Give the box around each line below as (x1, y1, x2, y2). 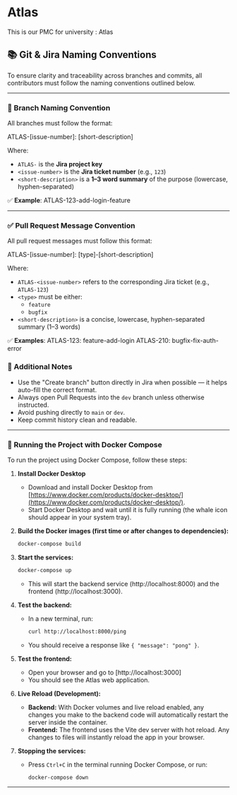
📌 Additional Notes (7, 362, 73, 372)
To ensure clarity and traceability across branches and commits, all (7, 71, 202, 80)
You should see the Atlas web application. (28, 675, 150, 684)
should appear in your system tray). (28, 513, 132, 521)
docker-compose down (28, 774, 89, 781)
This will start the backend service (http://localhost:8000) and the (28, 579, 220, 588)
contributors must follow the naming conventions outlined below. (7, 78, 195, 87)
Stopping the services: (17, 746, 86, 755)
